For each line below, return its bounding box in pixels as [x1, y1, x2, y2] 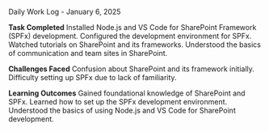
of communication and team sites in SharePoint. [8, 49, 168, 57]
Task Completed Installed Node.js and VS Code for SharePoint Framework [8, 23, 257, 32]
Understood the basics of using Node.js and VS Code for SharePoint [8, 105, 236, 115]
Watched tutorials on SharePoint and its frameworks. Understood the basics [8, 40, 261, 49]
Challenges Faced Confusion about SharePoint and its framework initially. [8, 64, 254, 74]
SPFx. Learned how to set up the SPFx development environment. [8, 97, 228, 106]
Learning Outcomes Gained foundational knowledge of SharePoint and [8, 88, 246, 98]
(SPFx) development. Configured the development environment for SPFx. [8, 32, 252, 40]
